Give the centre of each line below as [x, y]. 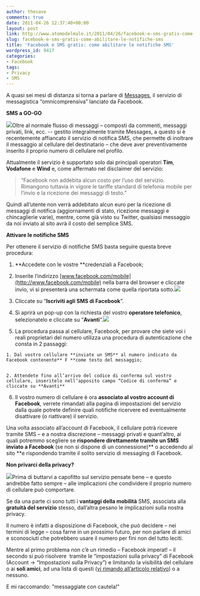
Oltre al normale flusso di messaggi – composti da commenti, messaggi [100, 125]
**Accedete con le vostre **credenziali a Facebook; [79, 265]
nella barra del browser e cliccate [143, 282]
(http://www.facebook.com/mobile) [58, 282]
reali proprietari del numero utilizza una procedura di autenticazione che [103, 338]
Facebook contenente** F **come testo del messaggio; [74, 360]
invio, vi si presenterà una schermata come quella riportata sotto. [95, 289]
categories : [21, 56]
